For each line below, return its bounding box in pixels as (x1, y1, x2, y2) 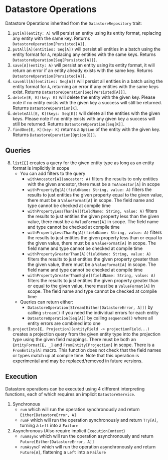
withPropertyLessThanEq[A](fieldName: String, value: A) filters (27, 229, 162, 235)
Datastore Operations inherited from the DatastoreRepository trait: (5, 20, 142, 26)
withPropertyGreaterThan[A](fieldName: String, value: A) (27, 251, 151, 256)
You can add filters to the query (20, 170, 86, 176)
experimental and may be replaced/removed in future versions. (12, 358, 143, 364)
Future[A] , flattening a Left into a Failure (20, 449, 106, 455)
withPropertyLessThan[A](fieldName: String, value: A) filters (27, 208, 158, 214)
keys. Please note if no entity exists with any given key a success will (12, 115, 155, 121)
